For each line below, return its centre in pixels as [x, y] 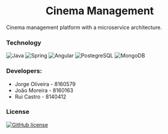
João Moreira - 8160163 [44, 90]
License [18, 112]
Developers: [24, 71]
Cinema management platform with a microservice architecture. [84, 27]
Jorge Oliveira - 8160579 [45, 84]
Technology [24, 43]
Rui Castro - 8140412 [40, 97]
